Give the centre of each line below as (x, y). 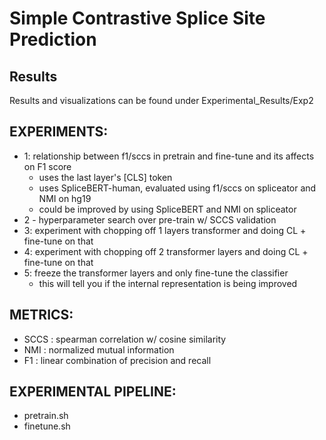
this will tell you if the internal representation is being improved (168, 283)
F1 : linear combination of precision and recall (117, 360)
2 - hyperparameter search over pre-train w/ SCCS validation (150, 219)
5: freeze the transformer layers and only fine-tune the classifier (156, 273)
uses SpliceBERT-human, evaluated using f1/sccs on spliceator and (177, 188)
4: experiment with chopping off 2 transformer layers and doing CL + (166, 251)
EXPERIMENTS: (59, 132)
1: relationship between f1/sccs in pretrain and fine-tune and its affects (169, 156)
